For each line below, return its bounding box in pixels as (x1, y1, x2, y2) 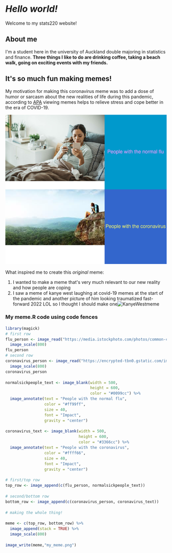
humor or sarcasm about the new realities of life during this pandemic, (5, 93, 154, 100)
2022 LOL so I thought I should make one (30, 301, 118, 307)
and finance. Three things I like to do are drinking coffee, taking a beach (5, 54, 160, 60)
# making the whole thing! (5, 510, 63, 515)
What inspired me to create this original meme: (5, 269, 104, 275)
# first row (5, 331, 31, 336)
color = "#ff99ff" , (44, 402, 86, 407)
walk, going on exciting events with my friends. (5, 60, 109, 66)
